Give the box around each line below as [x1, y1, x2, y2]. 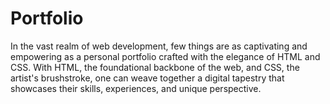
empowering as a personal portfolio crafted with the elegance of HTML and [10, 50, 321, 62]
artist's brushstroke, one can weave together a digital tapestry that [10, 72, 285, 84]
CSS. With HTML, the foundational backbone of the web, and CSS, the [10, 61, 300, 73]
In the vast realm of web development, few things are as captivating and [10, 40, 308, 52]
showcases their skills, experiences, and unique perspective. [10, 82, 262, 94]
